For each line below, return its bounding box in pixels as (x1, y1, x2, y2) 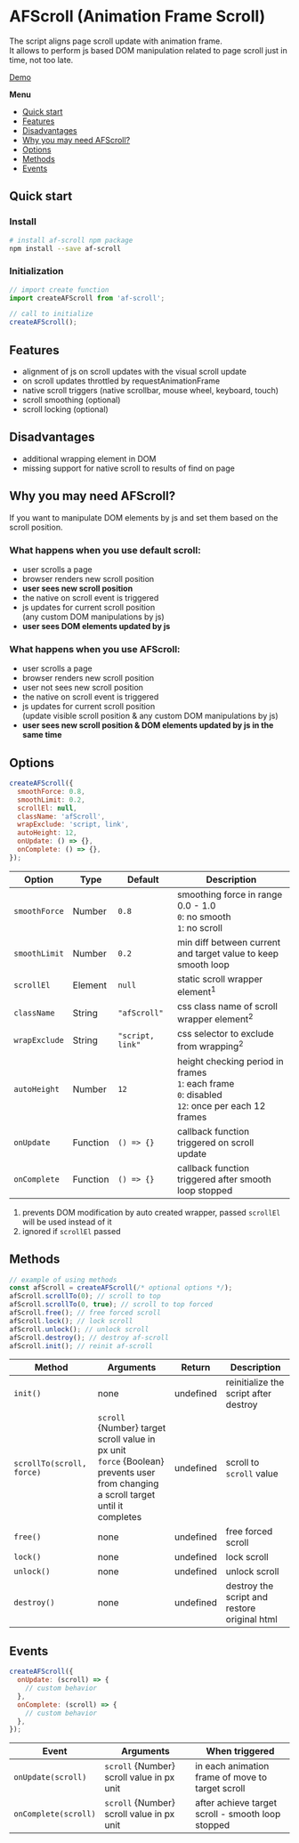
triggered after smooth (176, 1173, 271, 1185)
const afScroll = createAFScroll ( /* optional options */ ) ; (9, 1283, 233, 1292)
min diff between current (176, 936, 281, 949)
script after (225, 1387, 272, 1400)
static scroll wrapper (176, 973, 263, 985)
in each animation (195, 1760, 270, 1773)
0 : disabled (176, 1088, 222, 1101)
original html (225, 1613, 278, 1626)
